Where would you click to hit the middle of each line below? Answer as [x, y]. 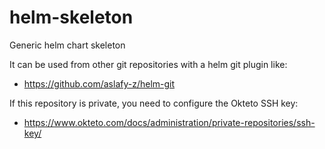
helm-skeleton [71, 17]
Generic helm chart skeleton [67, 45]
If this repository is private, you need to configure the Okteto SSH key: [154, 103]
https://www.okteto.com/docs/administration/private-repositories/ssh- [169, 122]
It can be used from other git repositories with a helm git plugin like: [148, 64]
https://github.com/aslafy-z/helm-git [99, 83]
